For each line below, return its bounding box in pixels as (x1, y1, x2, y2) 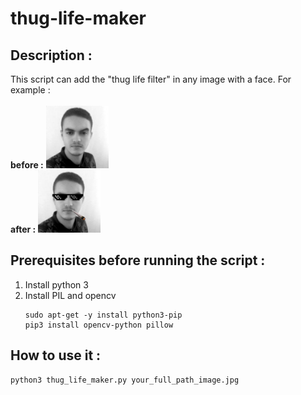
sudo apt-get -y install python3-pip (24, 310, 183, 320)
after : (10, 223, 37, 235)
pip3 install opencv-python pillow (24, 320, 174, 330)
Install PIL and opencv (24, 289, 117, 301)
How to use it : (10, 347, 102, 364)
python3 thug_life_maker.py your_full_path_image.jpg (10, 375, 240, 385)
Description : (10, 47, 93, 64)
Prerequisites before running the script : (10, 252, 266, 269)
